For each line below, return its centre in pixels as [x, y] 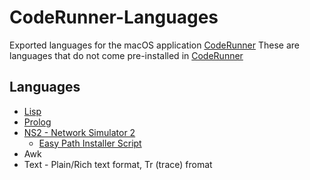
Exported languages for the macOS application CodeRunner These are [154, 45]
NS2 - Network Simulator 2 [79, 132]
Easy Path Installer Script [90, 143]
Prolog [37, 122]
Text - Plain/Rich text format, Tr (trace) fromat [118, 164]
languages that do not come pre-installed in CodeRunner [126, 55]
